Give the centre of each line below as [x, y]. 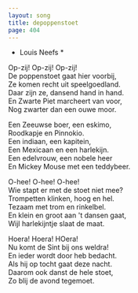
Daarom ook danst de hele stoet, [61, 273]
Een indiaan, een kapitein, [50, 142]
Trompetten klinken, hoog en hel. [62, 198]
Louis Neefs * [42, 53]
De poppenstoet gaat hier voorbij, [62, 76]
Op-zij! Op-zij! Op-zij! [43, 68]
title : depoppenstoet [44, 23]
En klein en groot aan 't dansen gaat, [67, 215]
